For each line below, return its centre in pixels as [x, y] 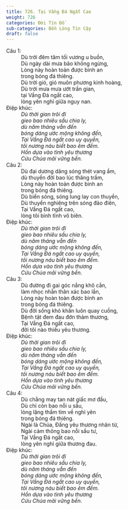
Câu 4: [14, 393]
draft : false [22, 34]
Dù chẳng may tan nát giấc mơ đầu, [64, 400]
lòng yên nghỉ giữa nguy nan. [56, 101]
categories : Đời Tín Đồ [36, 23]
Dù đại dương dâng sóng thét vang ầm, [68, 171]
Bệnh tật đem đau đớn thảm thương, [65, 317]
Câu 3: [14, 279]
